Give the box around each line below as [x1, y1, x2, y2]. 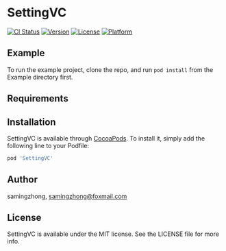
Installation [7, 116, 56, 128]
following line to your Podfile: [7, 141, 90, 150]
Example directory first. [7, 73, 73, 81]
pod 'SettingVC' [7, 154, 53, 162]
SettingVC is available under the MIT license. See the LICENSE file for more [7, 230, 219, 238]
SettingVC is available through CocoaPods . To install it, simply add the [7, 134, 205, 142]
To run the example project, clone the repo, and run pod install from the [7, 65, 214, 73]
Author [7, 174, 38, 186]
